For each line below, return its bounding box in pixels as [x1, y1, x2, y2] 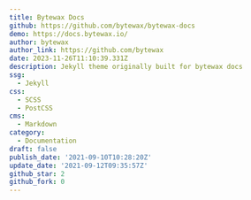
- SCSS [17, 95, 42, 104]
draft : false [9, 144, 57, 153]
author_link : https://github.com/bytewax [9, 46, 164, 55]
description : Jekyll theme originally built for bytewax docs [9, 63, 243, 72]
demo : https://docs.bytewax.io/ [9, 29, 128, 38]
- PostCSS [17, 104, 53, 112]
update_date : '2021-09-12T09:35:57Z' [9, 161, 148, 170]
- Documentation [17, 136, 77, 145]
